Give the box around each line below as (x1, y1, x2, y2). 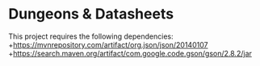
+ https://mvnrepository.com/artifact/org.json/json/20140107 (8, 39, 208, 49)
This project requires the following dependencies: (8, 31, 174, 41)
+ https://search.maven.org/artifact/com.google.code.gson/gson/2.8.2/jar (8, 48, 253, 58)
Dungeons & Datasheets (8, 5, 174, 23)
